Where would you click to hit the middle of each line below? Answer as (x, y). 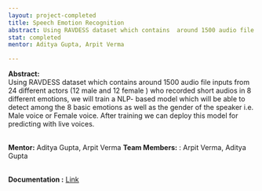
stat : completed (35, 37)
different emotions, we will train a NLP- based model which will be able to (127, 99)
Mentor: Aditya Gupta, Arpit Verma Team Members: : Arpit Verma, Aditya (127, 148)
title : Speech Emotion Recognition (66, 23)
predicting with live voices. (51, 124)
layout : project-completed (52, 15)
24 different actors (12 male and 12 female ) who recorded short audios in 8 (130, 90)
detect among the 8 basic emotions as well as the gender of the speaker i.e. (131, 108)
